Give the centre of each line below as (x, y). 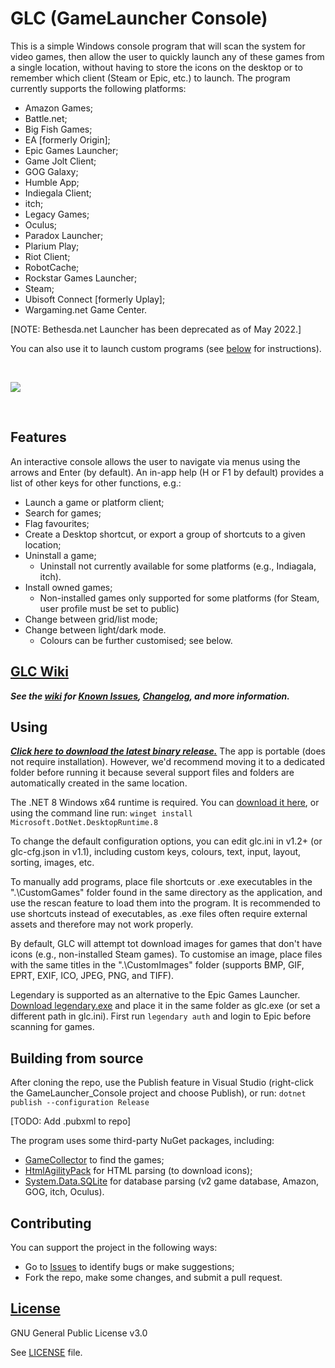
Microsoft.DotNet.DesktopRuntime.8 (84, 823)
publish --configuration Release (80, 1103)
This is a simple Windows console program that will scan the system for (158, 46)
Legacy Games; (57, 214)
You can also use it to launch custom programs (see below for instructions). (166, 348)
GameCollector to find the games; (94, 1160)
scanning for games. (52, 1027)
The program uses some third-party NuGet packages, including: (142, 1141)
